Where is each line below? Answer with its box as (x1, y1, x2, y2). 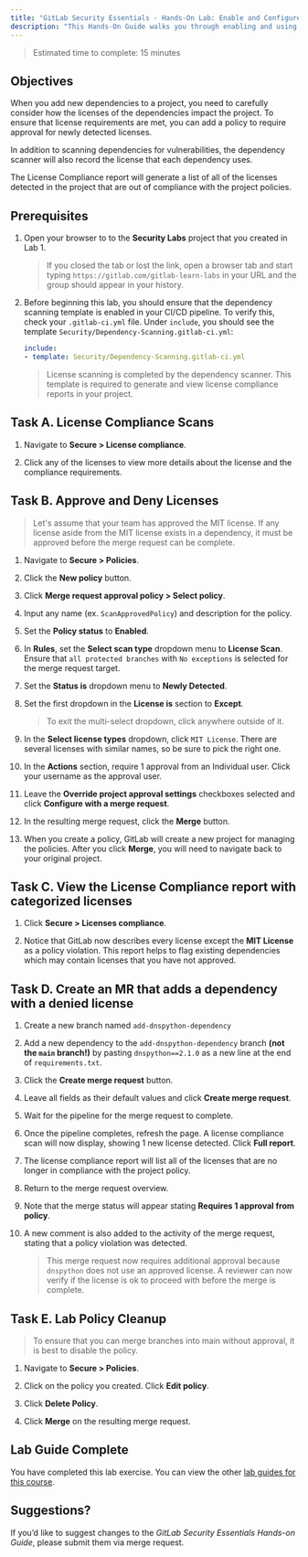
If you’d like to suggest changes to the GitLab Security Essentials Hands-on (10, 1527, 296, 1538)
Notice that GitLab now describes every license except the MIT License (23, 935, 294, 946)
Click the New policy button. (23, 572, 132, 583)
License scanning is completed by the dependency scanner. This (46, 368, 292, 379)
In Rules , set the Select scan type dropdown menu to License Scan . (23, 643, 282, 654)
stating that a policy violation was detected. (23, 1238, 188, 1249)
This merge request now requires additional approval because (46, 1255, 281, 1266)
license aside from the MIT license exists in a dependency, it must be (32, 527, 293, 538)
